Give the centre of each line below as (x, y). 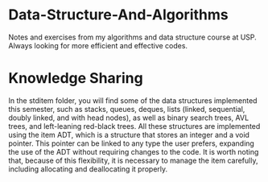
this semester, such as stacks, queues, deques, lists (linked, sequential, (127, 109)
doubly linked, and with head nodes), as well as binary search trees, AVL (129, 118)
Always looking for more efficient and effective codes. (98, 45)
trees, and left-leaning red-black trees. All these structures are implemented (134, 126)
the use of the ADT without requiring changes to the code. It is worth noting (134, 151)
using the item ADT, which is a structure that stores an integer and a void (129, 134)
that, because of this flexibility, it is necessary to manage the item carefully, (133, 160)
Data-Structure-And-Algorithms (118, 15)
